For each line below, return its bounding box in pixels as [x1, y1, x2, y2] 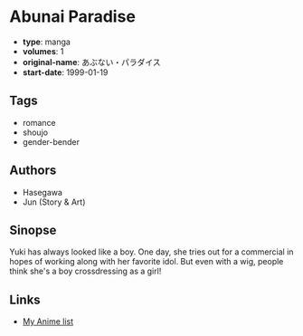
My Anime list [22, 316, 74, 327]
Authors [9, 163, 57, 178]
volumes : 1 [22, 45, 64, 56]
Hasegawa [22, 187, 63, 197]
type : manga [22, 36, 71, 47]
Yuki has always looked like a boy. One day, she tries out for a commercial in [9, 246, 294, 257]
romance [22, 117, 56, 128]
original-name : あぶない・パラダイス [22, 56, 161, 67]
